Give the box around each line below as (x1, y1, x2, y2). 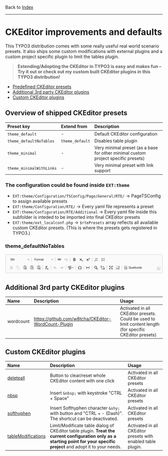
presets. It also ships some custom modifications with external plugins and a (5, 48, 162, 54)
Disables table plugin (94, 138, 137, 144)
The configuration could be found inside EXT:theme (5, 181, 130, 188)
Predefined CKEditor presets (12, 84, 71, 90)
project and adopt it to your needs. (49, 443, 121, 449)
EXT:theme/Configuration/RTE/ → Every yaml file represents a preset (12, 204, 154, 210)
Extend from (60, 124, 87, 130)
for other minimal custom (94, 150, 146, 156)
